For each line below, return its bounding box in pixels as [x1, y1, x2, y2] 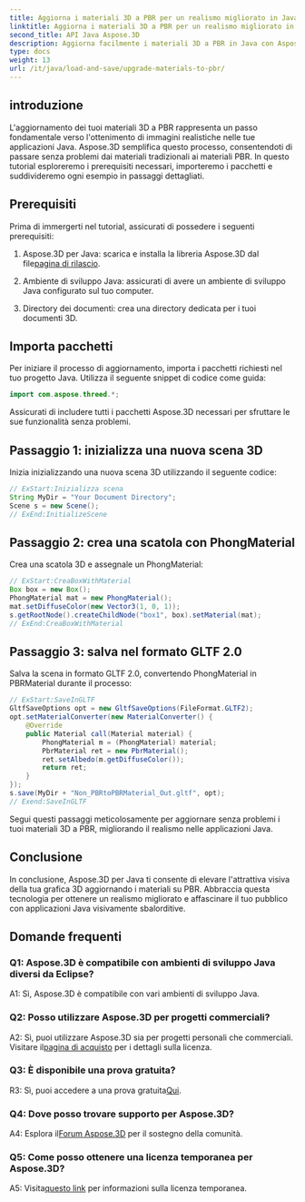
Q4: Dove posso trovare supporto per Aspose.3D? [9, 1107, 234, 1120]
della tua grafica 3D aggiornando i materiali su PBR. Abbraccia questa [9, 884, 271, 894]
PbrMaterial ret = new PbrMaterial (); [42, 746, 189, 755]
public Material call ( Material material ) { [25, 729, 193, 738]
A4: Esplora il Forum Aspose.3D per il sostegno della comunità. [9, 1128, 243, 1139]
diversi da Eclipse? [9, 967, 94, 980]
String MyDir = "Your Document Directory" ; [9, 492, 177, 501]
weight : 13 [9, 56, 51, 65]
